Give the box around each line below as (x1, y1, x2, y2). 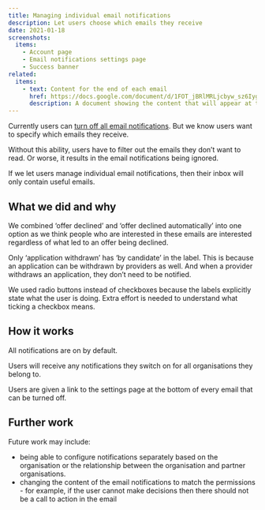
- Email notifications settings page (22, 56, 147, 64)
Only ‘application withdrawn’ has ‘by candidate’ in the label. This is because (8, 253, 254, 262)
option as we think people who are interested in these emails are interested (8, 229, 252, 238)
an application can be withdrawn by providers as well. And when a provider (8, 261, 253, 271)
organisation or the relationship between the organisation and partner (19, 460, 246, 470)
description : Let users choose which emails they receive (8, 19, 203, 27)
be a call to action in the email (19, 494, 117, 504)
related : (8, 70, 37, 78)
